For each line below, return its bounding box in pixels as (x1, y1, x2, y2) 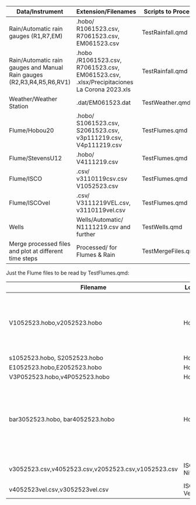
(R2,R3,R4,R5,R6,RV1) (9, 78, 71, 86)
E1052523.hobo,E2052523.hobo (9, 363, 102, 371)
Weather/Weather (9, 95, 58, 103)
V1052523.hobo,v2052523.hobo (9, 319, 103, 327)
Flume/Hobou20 (9, 126, 54, 134)
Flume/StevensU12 (9, 154, 62, 162)
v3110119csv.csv (76, 175, 127, 183)
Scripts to (143, 8, 172, 15)
